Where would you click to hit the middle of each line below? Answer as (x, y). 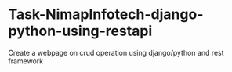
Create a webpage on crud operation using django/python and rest (116, 52)
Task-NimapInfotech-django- (106, 14)
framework (26, 61)
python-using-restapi (80, 31)
